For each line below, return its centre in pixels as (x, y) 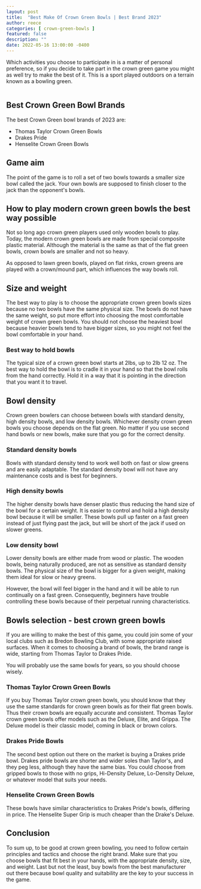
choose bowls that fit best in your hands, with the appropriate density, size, (99, 860)
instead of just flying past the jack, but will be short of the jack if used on (96, 523)
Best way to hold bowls (40, 350)
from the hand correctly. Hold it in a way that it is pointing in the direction (96, 376)
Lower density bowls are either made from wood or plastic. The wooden (95, 558)
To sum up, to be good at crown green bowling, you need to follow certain (97, 848)
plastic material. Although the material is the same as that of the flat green (97, 245)
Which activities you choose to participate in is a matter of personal (89, 62)
